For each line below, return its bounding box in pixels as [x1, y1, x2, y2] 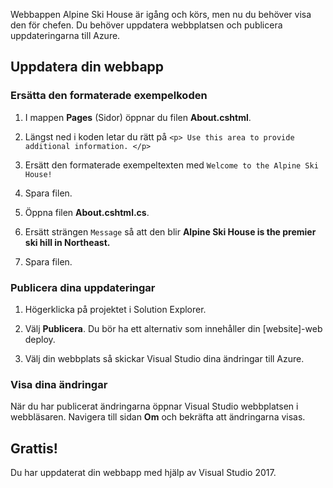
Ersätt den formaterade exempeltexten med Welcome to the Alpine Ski [24, 159, 319, 171]
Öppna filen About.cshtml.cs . [24, 206, 150, 218]
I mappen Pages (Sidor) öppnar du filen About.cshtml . [24, 111, 252, 123]
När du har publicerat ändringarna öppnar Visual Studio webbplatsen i [10, 400, 299, 413]
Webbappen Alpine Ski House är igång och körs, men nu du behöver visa [10, 9, 312, 20]
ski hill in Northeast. [24, 236, 111, 248]
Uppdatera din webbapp [10, 59, 165, 76]
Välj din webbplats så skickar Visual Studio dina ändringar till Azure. [24, 352, 305, 364]
